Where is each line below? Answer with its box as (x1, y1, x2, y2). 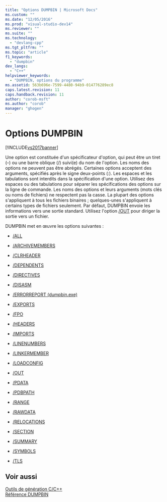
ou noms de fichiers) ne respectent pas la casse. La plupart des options (5, 191, 154, 197)
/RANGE (12, 399, 30, 405)
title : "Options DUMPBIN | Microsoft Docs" (5, 7, 98, 13)
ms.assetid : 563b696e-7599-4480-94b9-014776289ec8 (5, 82, 114, 87)
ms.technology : (5, 36, 37, 41)
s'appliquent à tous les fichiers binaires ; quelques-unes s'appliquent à (5, 197, 152, 203)
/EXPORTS (12, 301, 35, 307)
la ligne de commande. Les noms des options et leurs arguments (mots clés (5, 186, 162, 192)
